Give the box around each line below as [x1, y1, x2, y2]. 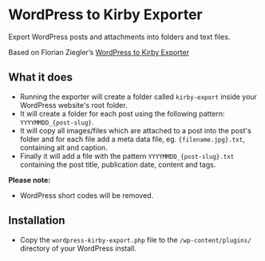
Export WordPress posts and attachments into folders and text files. [8, 32, 231, 42]
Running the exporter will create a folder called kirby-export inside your [19, 92, 258, 101]
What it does [8, 70, 73, 85]
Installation [8, 214, 65, 227]
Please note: [8, 175, 51, 184]
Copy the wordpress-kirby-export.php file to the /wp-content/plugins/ [19, 235, 251, 244]
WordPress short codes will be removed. [19, 190, 154, 200]
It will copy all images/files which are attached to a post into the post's [19, 125, 251, 135]
